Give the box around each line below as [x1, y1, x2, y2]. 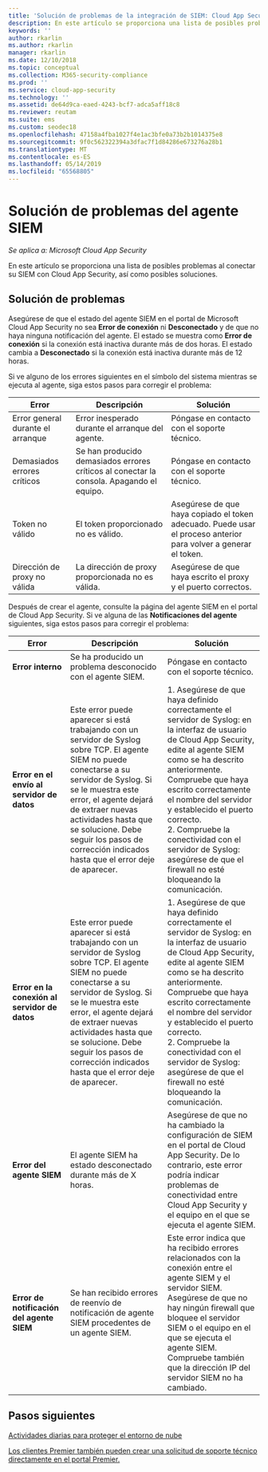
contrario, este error [167, 1159, 243, 1170]
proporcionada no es [75, 571, 154, 582]
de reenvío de [69, 1297, 122, 1308]
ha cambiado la [167, 1119, 225, 1130]
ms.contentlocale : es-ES [8, 153, 91, 161]
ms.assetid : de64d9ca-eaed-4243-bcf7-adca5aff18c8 [8, 101, 180, 109]
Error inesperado [75, 412, 140, 423]
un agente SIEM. [69, 1327, 132, 1338]
